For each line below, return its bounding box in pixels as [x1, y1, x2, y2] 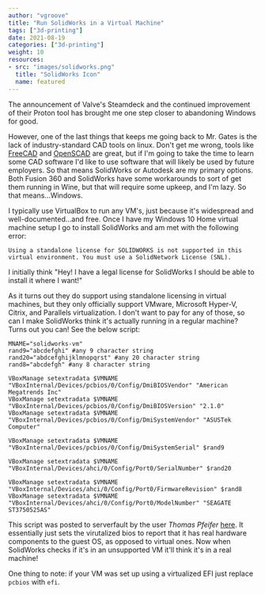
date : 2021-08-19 [8, 33, 66, 42]
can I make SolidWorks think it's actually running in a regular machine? [8, 316, 239, 325]
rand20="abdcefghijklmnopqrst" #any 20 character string [8, 354, 200, 361]
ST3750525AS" [8, 505, 51, 514]
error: [8, 231, 27, 240]
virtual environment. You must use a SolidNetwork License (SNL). [8, 253, 232, 261]
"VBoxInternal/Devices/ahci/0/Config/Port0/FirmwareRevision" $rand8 [8, 485, 243, 493]
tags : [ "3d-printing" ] [8, 26, 83, 34]
